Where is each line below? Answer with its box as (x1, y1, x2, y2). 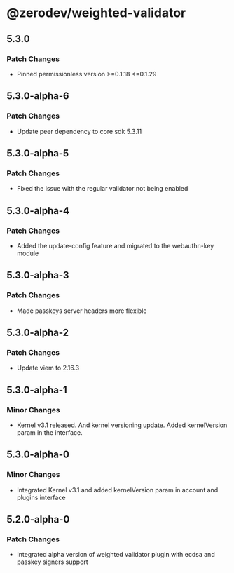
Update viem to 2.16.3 (16, 363, 80, 372)
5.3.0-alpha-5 (6, 147, 69, 159)
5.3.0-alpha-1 (6, 384, 67, 396)
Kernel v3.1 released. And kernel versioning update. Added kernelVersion (16, 421, 228, 429)
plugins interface (16, 493, 66, 501)
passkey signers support (16, 558, 88, 566)
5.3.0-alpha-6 (6, 90, 69, 102)
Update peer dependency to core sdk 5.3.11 (16, 127, 142, 135)
